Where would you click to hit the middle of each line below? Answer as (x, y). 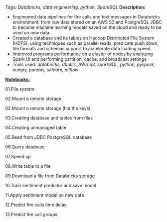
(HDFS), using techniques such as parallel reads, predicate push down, (85, 43)
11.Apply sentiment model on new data (45, 195)
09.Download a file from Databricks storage (50, 176)
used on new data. (31, 33)
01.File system (20, 89)
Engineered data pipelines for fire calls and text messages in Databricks (86, 17)
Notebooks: (18, 79)
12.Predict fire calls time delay (36, 205)
